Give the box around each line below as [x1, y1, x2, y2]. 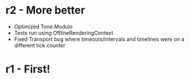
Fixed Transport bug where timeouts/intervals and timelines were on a [14, 35, 185, 42]
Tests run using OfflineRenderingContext [14, 29, 113, 36]
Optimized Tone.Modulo [14, 23, 73, 30]
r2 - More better [5, 4, 86, 17]
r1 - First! [5, 62, 51, 76]
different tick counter [14, 42, 65, 49]
